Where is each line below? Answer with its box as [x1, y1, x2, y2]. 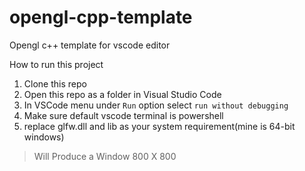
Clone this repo [23, 77, 87, 90]
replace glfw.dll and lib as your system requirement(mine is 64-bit [23, 120, 296, 132]
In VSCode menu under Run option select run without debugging [23, 99, 289, 111]
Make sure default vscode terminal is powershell [23, 109, 224, 121]
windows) [23, 131, 65, 143]
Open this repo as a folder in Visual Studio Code [23, 88, 222, 100]
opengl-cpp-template [9, 6, 193, 29]
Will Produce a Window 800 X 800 [33, 150, 177, 162]
